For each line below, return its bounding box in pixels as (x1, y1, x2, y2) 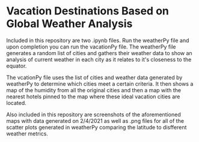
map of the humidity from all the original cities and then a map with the (6, 86, 182, 93)
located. (6, 99, 26, 106)
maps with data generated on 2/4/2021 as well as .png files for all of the (6, 117, 185, 124)
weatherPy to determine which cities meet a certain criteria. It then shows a (6, 80, 194, 87)
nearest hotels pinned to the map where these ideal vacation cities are (6, 93, 180, 100)
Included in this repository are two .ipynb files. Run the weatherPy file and (6, 37, 189, 44)
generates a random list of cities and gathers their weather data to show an (6, 49, 192, 56)
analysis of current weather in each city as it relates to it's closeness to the (6, 56, 192, 63)
